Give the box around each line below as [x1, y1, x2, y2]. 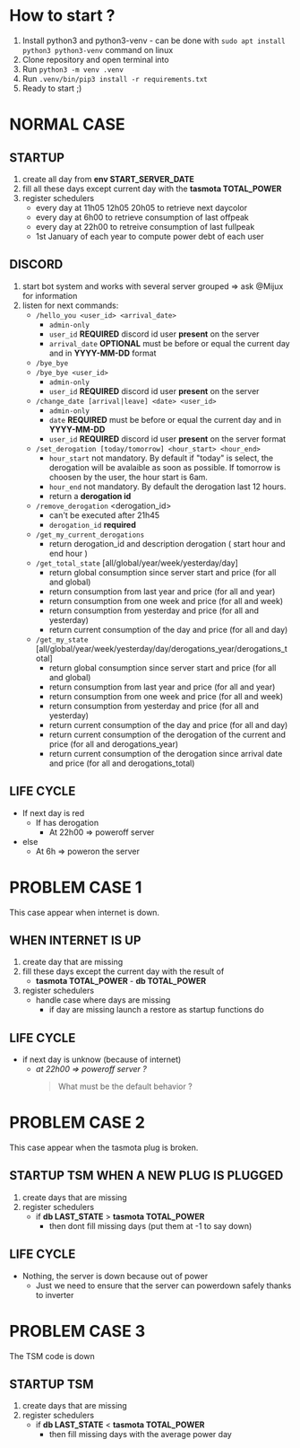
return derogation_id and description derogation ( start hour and [48, 538, 286, 548]
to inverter [35, 1289, 74, 1300]
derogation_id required [48, 519, 136, 530]
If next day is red [21, 807, 85, 818]
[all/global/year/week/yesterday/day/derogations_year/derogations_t [35, 643, 288, 654]
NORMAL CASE [9, 114, 125, 135]
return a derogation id [48, 490, 132, 501]
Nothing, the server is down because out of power [21, 1270, 209, 1281]
